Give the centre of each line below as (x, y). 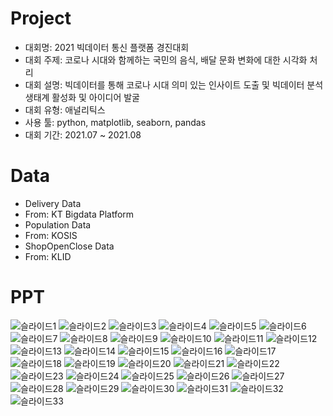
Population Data (58, 224)
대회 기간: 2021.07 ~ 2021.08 (83, 134)
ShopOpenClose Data (69, 246)
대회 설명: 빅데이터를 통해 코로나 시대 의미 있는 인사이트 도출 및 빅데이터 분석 (174, 84)
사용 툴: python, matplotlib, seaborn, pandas (115, 122)
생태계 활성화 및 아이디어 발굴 (82, 97)
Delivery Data (53, 203)
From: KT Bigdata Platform (79, 214)
